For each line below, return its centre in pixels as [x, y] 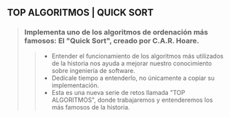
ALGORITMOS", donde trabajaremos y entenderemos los [132, 100]
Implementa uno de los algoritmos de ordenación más [116, 32]
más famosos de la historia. [90, 107]
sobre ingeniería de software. [94, 70]
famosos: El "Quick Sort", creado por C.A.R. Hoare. [112, 41]
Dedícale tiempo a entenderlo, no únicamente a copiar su [133, 78]
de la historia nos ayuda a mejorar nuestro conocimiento [132, 63]
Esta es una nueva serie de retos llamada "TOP [118, 92]
